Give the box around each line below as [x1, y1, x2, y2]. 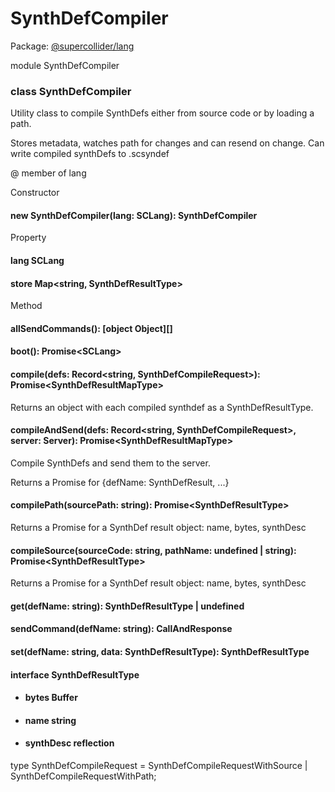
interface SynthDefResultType [10, 668, 140, 681]
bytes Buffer [24, 692, 78, 704]
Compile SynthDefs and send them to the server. [10, 457, 211, 469]
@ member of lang [10, 167, 87, 179]
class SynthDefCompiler [10, 84, 132, 98]
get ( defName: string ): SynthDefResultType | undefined [10, 600, 245, 612]
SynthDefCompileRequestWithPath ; [10, 770, 157, 782]
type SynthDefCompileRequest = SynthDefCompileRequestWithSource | [10, 760, 308, 771]
